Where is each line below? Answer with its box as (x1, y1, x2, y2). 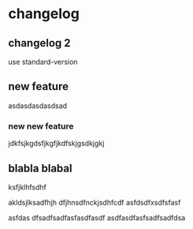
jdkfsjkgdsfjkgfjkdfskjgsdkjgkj (8, 139, 105, 148)
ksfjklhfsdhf (8, 182, 47, 192)
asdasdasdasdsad (8, 100, 68, 111)
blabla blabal (8, 161, 72, 175)
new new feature (8, 120, 74, 131)
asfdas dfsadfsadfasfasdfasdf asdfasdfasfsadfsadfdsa (8, 212, 186, 222)
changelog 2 (8, 36, 71, 50)
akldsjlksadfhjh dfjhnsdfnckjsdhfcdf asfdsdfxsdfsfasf (8, 197, 181, 207)
